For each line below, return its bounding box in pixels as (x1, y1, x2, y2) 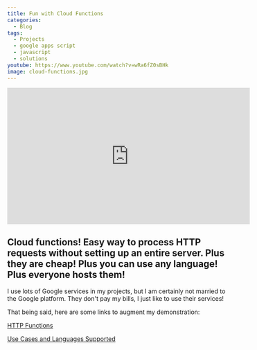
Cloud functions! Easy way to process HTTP (7, 236, 202, 248)
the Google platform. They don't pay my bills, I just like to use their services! (7, 295, 224, 303)
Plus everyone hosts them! (7, 268, 126, 281)
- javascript (13, 49, 51, 56)
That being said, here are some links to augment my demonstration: (7, 308, 200, 316)
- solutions (13, 55, 48, 62)
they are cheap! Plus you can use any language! (7, 258, 218, 270)
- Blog (13, 23, 33, 30)
